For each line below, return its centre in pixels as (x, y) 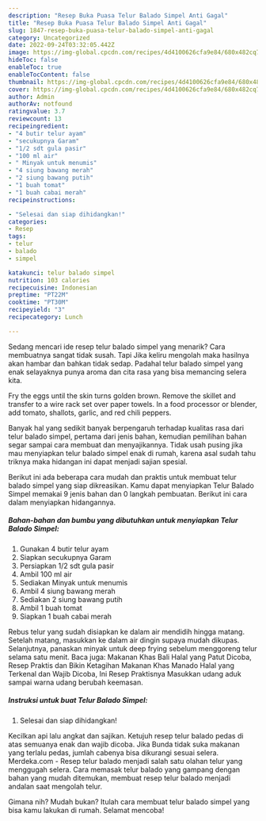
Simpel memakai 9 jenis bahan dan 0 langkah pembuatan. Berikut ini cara (128, 493)
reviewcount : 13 (35, 119)
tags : (17, 236)
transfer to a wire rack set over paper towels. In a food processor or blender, (133, 404)
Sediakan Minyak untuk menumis (74, 582)
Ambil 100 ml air (46, 574)
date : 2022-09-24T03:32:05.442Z (61, 45)
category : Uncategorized (49, 38)
